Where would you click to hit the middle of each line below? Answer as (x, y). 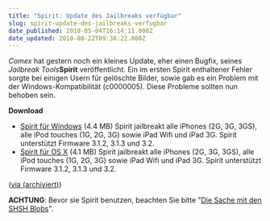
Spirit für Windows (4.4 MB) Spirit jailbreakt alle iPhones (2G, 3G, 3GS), (139, 126)
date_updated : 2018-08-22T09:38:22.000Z (77, 38)
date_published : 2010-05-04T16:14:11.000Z (81, 31)
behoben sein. (32, 95)
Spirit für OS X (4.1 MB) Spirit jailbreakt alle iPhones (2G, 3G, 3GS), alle (137, 152)
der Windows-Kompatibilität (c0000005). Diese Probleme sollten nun (123, 87)
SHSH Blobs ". (31, 209)
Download (26, 111)
